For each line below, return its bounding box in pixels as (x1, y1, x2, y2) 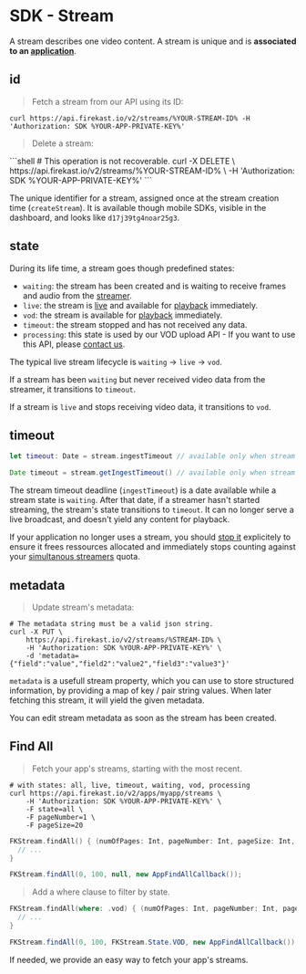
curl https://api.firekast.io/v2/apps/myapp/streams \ (9, 789, 222, 798)
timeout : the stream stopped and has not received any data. (22, 319, 248, 330)
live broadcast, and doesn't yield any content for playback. (9, 514, 230, 525)
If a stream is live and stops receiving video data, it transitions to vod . (9, 401, 271, 412)
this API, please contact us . (22, 339, 126, 350)
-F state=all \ (25, 804, 84, 813)
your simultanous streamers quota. (9, 551, 141, 562)
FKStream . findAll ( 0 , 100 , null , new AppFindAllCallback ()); (9, 870, 243, 879)
